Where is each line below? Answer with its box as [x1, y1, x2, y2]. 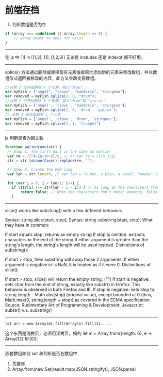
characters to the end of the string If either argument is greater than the [5, 237, 148, 243]
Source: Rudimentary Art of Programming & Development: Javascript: [5, 302, 144, 308]
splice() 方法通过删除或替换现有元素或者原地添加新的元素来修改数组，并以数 [5, 69, 158, 75]
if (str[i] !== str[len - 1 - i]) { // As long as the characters [11, 185, 149, 190]
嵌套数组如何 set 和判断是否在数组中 [5, 351, 78, 357]
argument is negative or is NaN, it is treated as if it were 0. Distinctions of [5, 262, 151, 268]
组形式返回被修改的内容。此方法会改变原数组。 [5, 75, 98, 81]
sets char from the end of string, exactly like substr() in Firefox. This [5, 282, 141, 287]
